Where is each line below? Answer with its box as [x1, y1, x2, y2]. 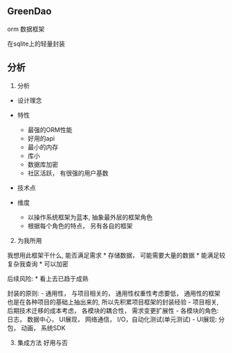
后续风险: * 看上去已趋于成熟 [7, 274, 89, 282]
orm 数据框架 [7, 24, 45, 33]
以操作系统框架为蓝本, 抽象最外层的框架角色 [27, 212, 153, 221]
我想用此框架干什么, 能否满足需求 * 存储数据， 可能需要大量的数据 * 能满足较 [7, 251, 226, 259]
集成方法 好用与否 [17, 338, 68, 347]
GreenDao [7, 6, 52, 17]
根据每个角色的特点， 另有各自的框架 [27, 221, 133, 230]
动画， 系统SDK [20, 323, 66, 332]
